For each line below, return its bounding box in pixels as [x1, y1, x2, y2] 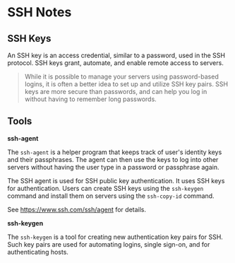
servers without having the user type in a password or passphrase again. [7, 163, 219, 171]
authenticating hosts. [7, 247, 69, 256]
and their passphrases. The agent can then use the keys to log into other [7, 155, 219, 163]
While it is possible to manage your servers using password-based [24, 72, 219, 81]
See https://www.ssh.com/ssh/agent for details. [7, 205, 147, 214]
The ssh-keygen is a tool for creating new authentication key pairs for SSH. [7, 233, 224, 241]
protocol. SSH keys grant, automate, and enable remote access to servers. [7, 59, 224, 67]
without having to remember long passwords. [24, 95, 157, 103]
